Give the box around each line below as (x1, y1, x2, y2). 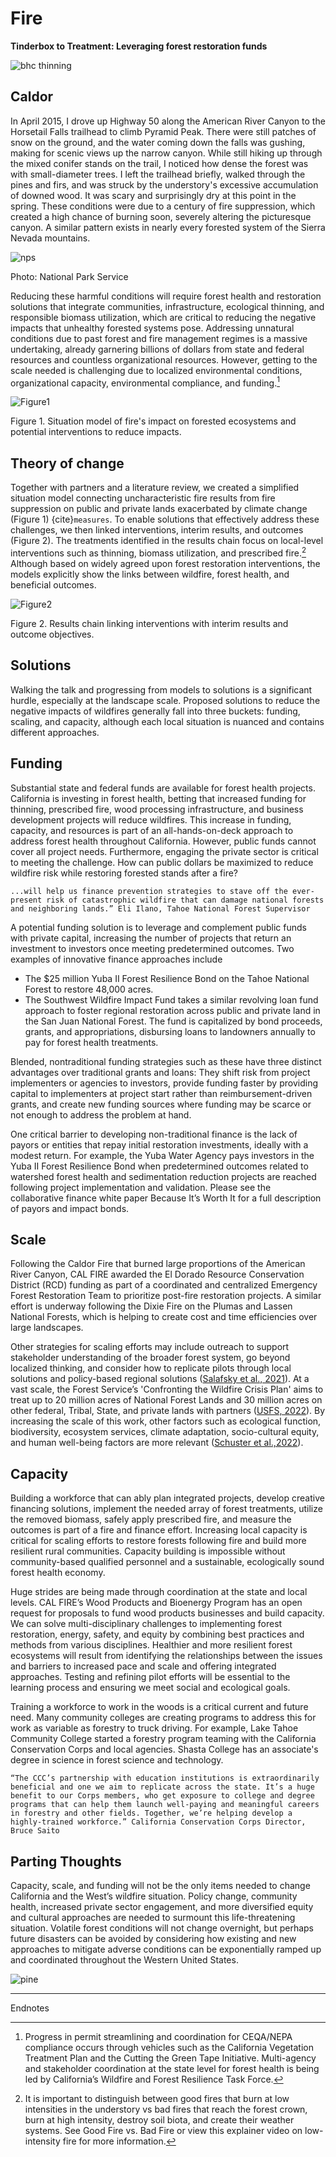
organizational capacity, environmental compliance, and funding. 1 (10, 375, 280, 389)
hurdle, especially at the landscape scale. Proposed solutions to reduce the (10, 694, 321, 706)
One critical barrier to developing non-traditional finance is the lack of (10, 1128, 298, 1140)
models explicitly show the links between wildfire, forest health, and (10, 568, 290, 580)
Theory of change (10, 455, 125, 472)
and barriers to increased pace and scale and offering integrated (10, 1660, 277, 1672)
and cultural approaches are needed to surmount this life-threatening (10, 1911, 296, 1923)
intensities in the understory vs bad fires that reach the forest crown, (24, 2103, 308, 2115)
